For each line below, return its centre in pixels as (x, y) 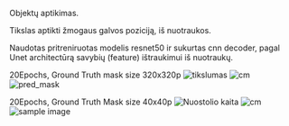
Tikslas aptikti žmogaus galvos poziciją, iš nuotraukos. (111, 30)
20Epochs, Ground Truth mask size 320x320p (95, 75)
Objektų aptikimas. (44, 13)
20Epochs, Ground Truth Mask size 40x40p (91, 102)
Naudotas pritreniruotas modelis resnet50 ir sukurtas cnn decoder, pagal (144, 48)
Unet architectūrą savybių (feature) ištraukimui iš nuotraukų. (121, 57)
